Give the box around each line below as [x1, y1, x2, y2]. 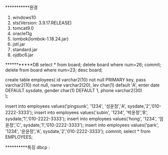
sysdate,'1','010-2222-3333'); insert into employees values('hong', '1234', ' [5, 116, 159, 122]
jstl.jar [12, 41, 26, 47]
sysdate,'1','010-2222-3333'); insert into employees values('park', [23, 122, 159, 128]
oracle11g [12, 31, 32, 36]
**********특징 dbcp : [5, 144, 50, 150]
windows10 [12, 15, 36, 20]
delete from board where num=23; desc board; [5, 67, 103, 73]
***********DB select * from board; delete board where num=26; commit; [5, 62, 161, 67]
